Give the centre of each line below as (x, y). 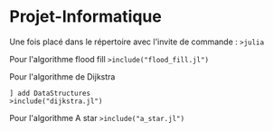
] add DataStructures (50, 93)
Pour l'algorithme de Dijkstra (62, 76)
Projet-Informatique (86, 17)
